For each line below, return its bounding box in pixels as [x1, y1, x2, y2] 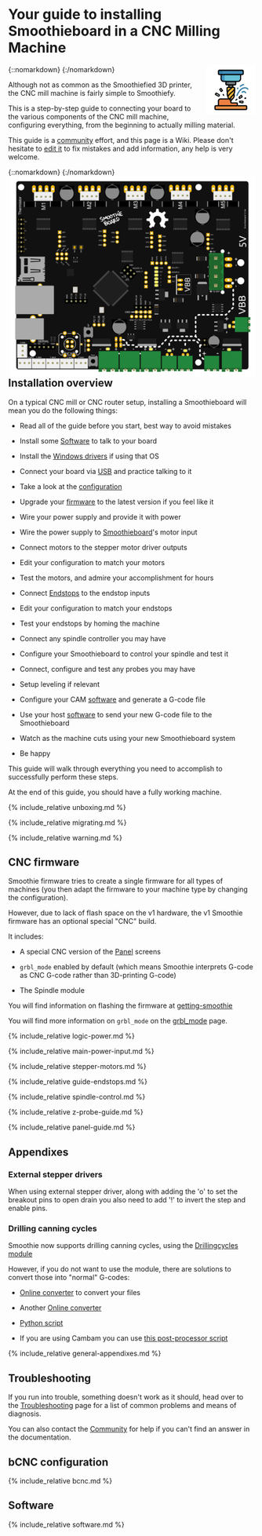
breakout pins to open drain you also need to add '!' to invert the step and [8, 1195, 246, 1205]
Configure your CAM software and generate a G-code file [19, 695, 206, 704]
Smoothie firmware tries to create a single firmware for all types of [8, 877, 224, 886]
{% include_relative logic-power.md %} [8, 1031, 135, 1041]
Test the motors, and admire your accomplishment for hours [19, 573, 214, 582]
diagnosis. [8, 1409, 42, 1418]
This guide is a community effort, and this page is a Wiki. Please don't [8, 135, 234, 144]
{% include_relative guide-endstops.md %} [8, 1077, 147, 1086]
